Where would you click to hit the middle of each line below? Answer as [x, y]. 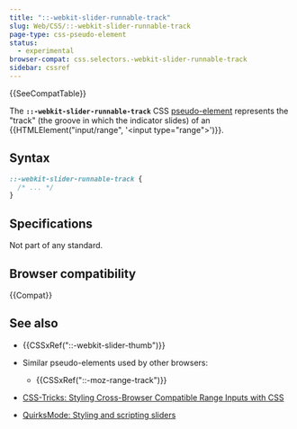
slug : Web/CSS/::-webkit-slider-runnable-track [100, 26]
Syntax [30, 158]
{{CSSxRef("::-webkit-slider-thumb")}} [94, 345]
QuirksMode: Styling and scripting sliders [99, 415]
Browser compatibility [73, 274]
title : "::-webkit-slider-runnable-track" [90, 18]
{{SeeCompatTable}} [48, 93]
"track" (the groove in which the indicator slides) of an [110, 120]
